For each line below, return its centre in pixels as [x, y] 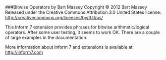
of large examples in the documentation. [46, 37]
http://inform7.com [24, 52]
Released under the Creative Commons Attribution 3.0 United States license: [83, 12]
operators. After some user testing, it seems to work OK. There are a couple [83, 32]
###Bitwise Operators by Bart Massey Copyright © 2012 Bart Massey [76, 7]
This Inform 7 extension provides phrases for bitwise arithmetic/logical [77, 27]
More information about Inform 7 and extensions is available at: [69, 47]
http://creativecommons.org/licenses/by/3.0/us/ [54, 17]
